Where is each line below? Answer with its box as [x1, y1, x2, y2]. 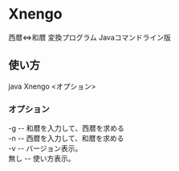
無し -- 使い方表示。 [8, 154, 75, 164]
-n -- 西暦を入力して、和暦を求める [8, 134, 124, 144]
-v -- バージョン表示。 [8, 144, 83, 153]
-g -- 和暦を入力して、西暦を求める [8, 123, 124, 133]
